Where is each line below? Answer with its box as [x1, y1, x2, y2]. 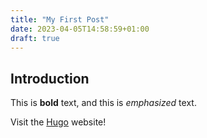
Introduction [10, 70, 90, 87]
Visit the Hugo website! [10, 116, 107, 128]
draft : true [10, 33, 60, 43]
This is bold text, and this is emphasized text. [10, 97, 197, 109]
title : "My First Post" [10, 14, 110, 25]
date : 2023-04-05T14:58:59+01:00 [10, 24, 150, 34]
